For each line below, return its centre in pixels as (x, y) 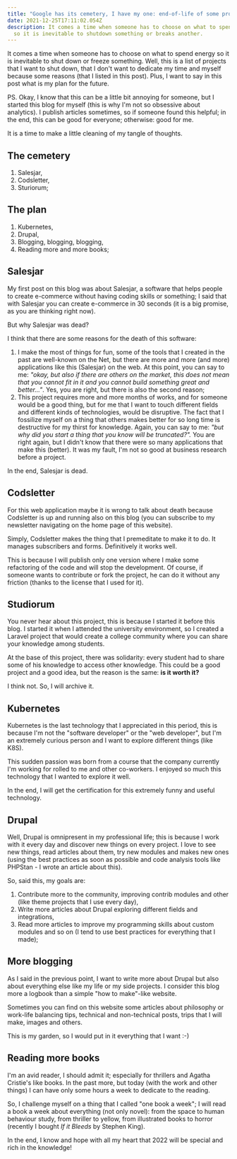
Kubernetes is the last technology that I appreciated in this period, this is (112, 726)
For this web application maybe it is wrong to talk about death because (110, 510)
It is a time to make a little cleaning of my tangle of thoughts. (95, 133)
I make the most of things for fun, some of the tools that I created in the (121, 352)
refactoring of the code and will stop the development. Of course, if (105, 567)
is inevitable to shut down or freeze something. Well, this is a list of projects (117, 61)
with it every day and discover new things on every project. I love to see (112, 844)
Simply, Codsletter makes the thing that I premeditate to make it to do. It (112, 539)
